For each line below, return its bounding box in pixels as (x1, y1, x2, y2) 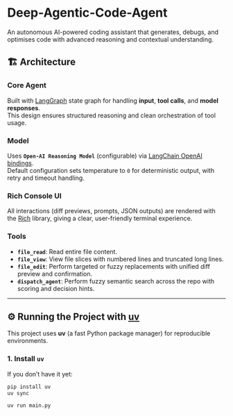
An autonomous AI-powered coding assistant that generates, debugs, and (7, 28, 219, 36)
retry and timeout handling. (7, 174, 85, 182)
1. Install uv (7, 354, 44, 364)
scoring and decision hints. (17, 284, 95, 292)
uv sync (7, 390, 30, 397)
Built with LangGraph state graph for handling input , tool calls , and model (7, 96, 218, 105)
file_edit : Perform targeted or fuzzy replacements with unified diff (17, 262, 210, 270)
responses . (7, 103, 40, 112)
